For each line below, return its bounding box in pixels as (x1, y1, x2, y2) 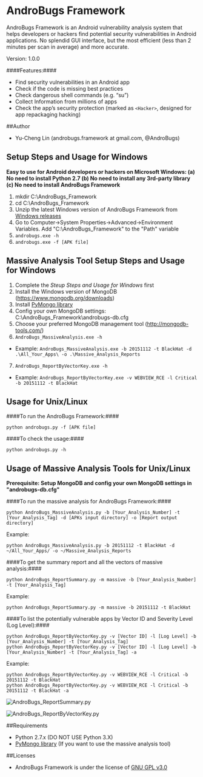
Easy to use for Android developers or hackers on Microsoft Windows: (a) (6, 168, 195, 175)
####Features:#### (6, 66, 57, 74)
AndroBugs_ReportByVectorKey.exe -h (15, 363, 108, 369)
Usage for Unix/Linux (6, 396, 88, 407)
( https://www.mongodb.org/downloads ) (15, 294, 115, 302)
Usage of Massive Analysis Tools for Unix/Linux (6, 463, 191, 474)
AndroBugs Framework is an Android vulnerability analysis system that (6, 24, 183, 31)
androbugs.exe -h (15, 232, 59, 239)
